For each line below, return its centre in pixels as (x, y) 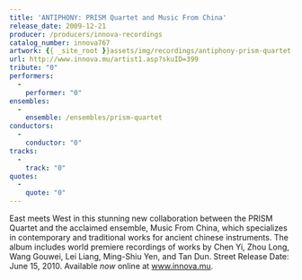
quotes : (24, 176)
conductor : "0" (54, 143)
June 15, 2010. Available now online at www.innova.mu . (111, 266)
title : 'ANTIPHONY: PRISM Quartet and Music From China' (118, 17)
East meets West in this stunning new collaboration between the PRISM (141, 218)
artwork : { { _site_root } (58, 51)
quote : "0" (46, 193)
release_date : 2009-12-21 (58, 26)
